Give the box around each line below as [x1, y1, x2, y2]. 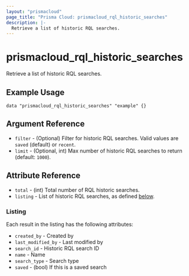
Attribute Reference [6, 171, 81, 181]
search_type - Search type [14, 257, 79, 264]
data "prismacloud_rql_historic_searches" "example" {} [6, 103, 146, 109]
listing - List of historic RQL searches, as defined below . [14, 193, 155, 200]
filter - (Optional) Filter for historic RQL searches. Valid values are [14, 134, 179, 142]
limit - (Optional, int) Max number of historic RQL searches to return [14, 147, 183, 154]
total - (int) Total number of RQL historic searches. [14, 186, 140, 193]
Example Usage [6, 87, 65, 98]
